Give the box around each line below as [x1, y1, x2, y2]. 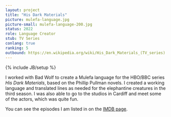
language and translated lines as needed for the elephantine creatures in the [5, 85, 166, 91]
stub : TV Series [5, 36, 40, 41]
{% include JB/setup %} [5, 64, 56, 71]
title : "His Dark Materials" [5, 12, 67, 17]
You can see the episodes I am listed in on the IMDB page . [5, 106, 128, 112]
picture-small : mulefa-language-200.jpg [5, 21, 93, 27]
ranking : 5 [5, 45, 29, 51]
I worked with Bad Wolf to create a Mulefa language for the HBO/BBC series [5, 74, 165, 80]
